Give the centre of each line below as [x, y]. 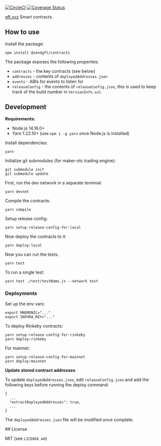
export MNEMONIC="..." [28, 313]
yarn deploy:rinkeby [26, 339]
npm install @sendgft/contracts [37, 53]
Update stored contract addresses [40, 370]
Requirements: [20, 118]
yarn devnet [17, 192]
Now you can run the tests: [32, 254]
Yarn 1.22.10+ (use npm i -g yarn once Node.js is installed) [71, 133]
